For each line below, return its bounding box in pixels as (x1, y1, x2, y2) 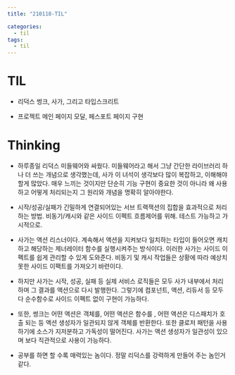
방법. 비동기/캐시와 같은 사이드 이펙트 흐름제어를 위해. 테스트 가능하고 (30, 212, 221, 220)
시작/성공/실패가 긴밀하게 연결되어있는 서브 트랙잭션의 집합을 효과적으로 (17, 203, 215, 211)
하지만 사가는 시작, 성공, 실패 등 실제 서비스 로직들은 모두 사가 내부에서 (17, 277, 211, 285)
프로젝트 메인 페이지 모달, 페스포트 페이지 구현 (17, 112, 144, 121)
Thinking (7, 137, 61, 154)
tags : (7, 36, 23, 43)
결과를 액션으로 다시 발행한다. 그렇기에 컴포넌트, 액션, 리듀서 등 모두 (38, 286, 224, 294)
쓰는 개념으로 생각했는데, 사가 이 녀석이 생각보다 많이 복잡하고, (32, 171, 203, 178)
